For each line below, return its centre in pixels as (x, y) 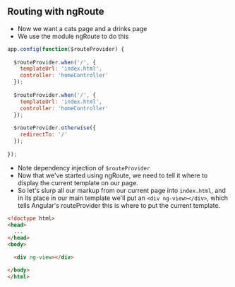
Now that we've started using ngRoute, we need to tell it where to (113, 175)
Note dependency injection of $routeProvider (84, 168)
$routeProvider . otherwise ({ (55, 128)
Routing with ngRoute (56, 12)
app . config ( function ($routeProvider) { (66, 49)
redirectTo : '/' (44, 135)
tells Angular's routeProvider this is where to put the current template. (119, 205)
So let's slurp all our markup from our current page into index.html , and (121, 190)
